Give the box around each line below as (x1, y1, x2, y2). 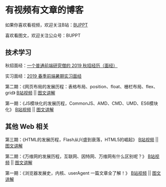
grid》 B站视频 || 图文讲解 (5, 90, 56, 96)
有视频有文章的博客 (5, 4, 84, 16)
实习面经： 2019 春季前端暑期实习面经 (5, 73, 82, 79)
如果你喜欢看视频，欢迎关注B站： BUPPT (5, 22, 88, 28)
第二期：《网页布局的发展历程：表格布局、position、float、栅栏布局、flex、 (5, 83, 158, 89)
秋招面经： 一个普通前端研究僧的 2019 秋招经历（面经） (5, 62, 118, 68)
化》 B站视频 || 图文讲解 (5, 106, 54, 112)
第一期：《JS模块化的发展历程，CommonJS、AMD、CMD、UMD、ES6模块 (5, 100, 158, 106)
